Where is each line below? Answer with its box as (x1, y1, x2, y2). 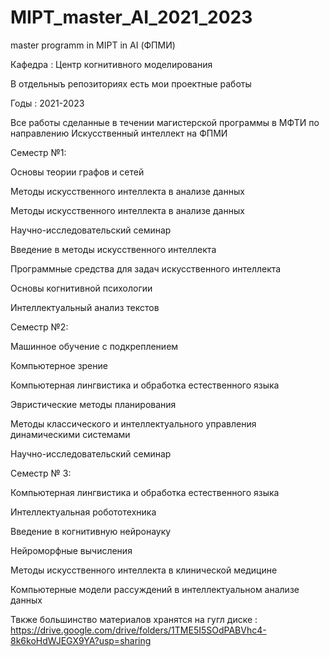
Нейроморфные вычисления (10, 544, 133, 556)
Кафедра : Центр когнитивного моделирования (10, 58, 213, 70)
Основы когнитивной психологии (10, 282, 153, 294)
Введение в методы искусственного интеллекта (10, 243, 217, 255)
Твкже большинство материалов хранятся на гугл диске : (10, 613, 258, 625)
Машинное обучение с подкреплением (10, 340, 179, 352)
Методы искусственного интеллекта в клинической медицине (10, 564, 278, 576)
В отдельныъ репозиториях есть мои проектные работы (10, 77, 252, 90)
